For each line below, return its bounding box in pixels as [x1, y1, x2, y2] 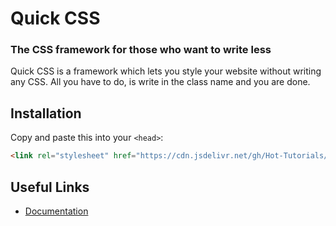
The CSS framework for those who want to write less [10, 43, 272, 57]
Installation [10, 105, 82, 122]
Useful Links [10, 178, 90, 196]
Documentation [24, 205, 89, 217]
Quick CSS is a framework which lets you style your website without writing [10, 65, 322, 77]
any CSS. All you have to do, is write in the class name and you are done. [10, 76, 311, 88]
